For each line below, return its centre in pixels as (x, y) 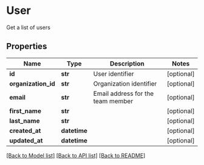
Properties (27, 46)
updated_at (26, 140)
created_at (25, 130)
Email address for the (124, 93)
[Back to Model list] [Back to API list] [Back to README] (76, 155)
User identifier (114, 73)
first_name (25, 111)
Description (127, 63)
